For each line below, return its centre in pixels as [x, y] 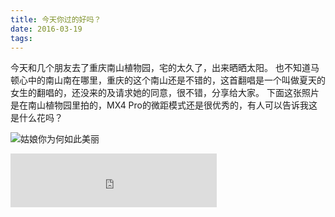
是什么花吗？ [36, 118]
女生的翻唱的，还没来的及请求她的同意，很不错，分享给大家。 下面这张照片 [165, 93]
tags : [21, 38]
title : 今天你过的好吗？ [56, 19]
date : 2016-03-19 [46, 29]
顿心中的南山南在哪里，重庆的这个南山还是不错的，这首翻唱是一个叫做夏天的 [168, 80]
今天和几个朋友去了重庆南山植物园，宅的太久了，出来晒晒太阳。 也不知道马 [165, 68]
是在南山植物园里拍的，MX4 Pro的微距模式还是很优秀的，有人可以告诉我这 [164, 105]
